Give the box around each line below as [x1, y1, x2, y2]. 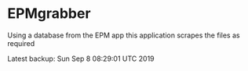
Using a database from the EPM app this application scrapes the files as [7, 30, 240, 40]
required [7, 38, 35, 48]
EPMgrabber [7, 5, 91, 23]
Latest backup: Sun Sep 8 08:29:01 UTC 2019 [7, 54, 155, 63]
